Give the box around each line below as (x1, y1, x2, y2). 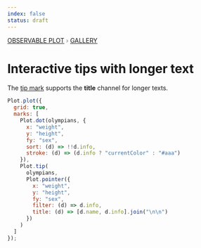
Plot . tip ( (20, 163, 49, 170)
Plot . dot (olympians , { (20, 117, 86, 124)
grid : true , (13, 104, 49, 111)
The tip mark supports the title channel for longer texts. (7, 84, 169, 92)
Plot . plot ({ (7, 98, 42, 105)
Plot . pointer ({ (25, 176, 71, 183)
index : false (7, 10, 46, 18)
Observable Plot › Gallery (7, 36, 98, 44)
